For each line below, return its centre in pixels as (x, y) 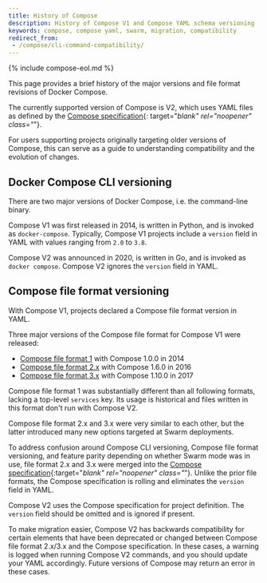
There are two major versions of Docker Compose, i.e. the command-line (128, 201)
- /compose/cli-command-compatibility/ (78, 46)
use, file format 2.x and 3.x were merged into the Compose (105, 464)
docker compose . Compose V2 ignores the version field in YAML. (113, 266)
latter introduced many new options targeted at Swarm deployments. (121, 431)
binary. (20, 209)
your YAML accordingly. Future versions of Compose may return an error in (132, 563)
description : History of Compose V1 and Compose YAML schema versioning (132, 23)
